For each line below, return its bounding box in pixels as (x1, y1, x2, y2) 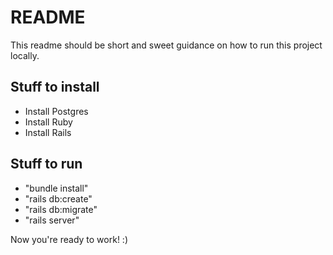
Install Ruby (24, 116, 73, 128)
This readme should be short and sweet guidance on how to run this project (10, 39, 323, 51)
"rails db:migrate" (24, 203, 98, 215)
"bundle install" (24, 182, 89, 194)
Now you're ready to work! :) (10, 233, 128, 245)
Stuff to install (10, 79, 100, 96)
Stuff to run (10, 156, 83, 173)
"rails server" (24, 214, 80, 226)
